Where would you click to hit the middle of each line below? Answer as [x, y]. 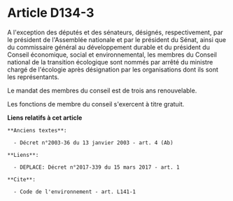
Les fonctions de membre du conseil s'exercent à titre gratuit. [96, 104]
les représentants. [33, 77]
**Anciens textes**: [37, 130]
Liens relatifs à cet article [45, 118]
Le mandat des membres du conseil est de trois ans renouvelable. [102, 90]
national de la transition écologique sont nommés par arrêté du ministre [110, 62]
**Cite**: [22, 179]
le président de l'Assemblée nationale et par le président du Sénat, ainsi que [116, 39]
